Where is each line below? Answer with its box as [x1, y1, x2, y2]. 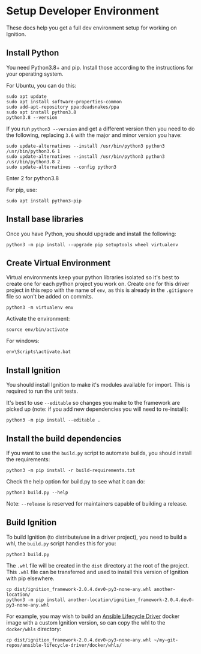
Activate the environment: [6, 315, 70, 322]
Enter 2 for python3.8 [6, 174, 59, 181]
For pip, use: [6, 186, 37, 193]
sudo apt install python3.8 [6, 109, 77, 115]
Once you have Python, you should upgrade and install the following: [6, 230, 176, 237]
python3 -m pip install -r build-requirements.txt [6, 467, 136, 473]
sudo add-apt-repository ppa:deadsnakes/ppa [6, 104, 119, 110]
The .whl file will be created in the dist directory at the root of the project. [6, 562, 190, 569]
